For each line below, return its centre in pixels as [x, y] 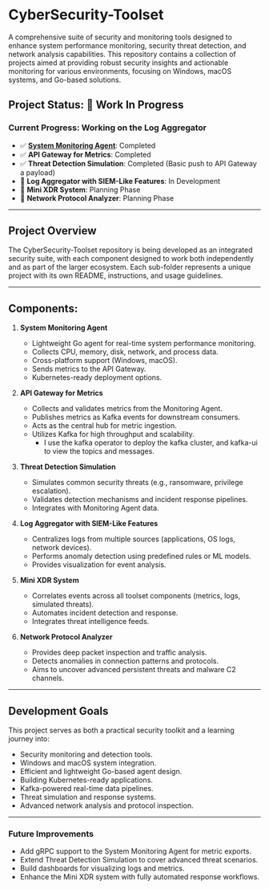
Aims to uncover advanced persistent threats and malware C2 [134, 670]
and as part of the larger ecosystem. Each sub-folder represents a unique [130, 267]
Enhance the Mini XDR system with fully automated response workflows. [140, 877]
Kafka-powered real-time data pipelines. [86, 789]
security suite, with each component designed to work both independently [131, 259]
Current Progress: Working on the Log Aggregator [107, 128]
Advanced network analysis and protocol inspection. [106, 805]
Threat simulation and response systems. [88, 797]
